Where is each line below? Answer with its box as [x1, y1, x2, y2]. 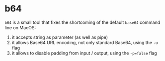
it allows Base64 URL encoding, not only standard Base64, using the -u [11, 39, 158, 45]
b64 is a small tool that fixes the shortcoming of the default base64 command [4, 19, 161, 25]
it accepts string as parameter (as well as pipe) [11, 34, 108, 40]
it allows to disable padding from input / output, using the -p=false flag [11, 50, 157, 56]
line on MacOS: [4, 24, 36, 30]
